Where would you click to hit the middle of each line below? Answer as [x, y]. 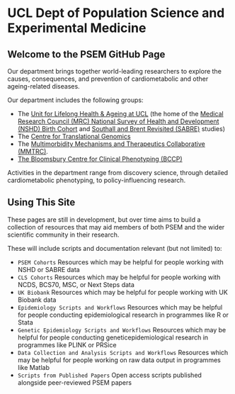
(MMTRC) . [33, 151]
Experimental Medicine [77, 28]
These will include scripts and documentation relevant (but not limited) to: [115, 248]
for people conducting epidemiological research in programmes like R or [123, 315]
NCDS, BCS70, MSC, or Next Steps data [76, 284]
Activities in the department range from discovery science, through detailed [118, 173]
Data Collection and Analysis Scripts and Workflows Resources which [123, 352]
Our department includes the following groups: [75, 100]
